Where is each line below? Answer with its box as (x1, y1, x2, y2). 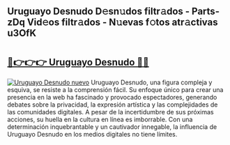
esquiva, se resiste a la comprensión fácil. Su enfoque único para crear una (7, 86, 224, 93)
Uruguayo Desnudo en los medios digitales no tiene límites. (7, 130, 178, 138)
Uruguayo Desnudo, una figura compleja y (90, 78, 213, 86)
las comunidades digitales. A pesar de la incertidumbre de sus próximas (7, 108, 214, 116)
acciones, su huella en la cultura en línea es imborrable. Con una (7, 115, 193, 123)
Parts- (191, 6, 220, 17)
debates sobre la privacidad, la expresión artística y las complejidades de (7, 100, 218, 109)
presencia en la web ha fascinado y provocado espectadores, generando (7, 93, 217, 101)
